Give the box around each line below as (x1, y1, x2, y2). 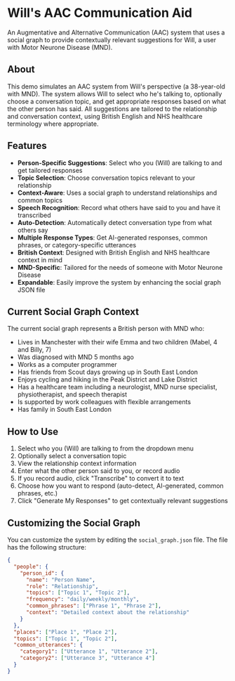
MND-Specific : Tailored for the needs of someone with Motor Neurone (17, 263, 223, 271)
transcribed (17, 211, 51, 219)
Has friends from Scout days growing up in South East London (17, 368, 199, 377)
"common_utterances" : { (13, 642, 83, 649)
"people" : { (13, 563, 49, 570)
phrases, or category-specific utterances (17, 240, 137, 249)
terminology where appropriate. (7, 119, 99, 128)
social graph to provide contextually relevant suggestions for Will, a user (7, 35, 217, 44)
